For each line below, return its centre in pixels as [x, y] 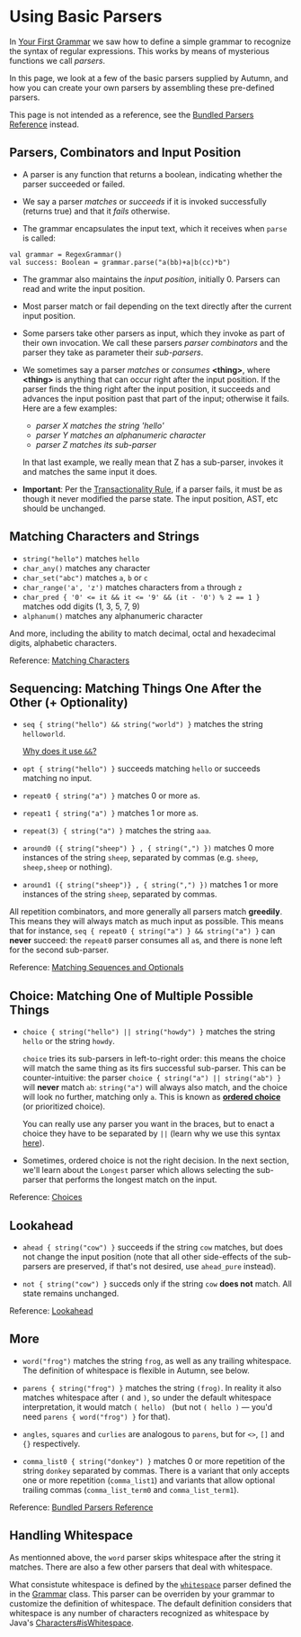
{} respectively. [51, 1443]
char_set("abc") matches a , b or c [85, 577]
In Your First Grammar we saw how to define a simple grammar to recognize [150, 41]
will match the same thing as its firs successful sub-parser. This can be [154, 1069]
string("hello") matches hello [81, 558]
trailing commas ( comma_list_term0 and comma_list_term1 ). [131, 1489]
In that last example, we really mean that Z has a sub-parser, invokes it [153, 462]
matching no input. [57, 778]
